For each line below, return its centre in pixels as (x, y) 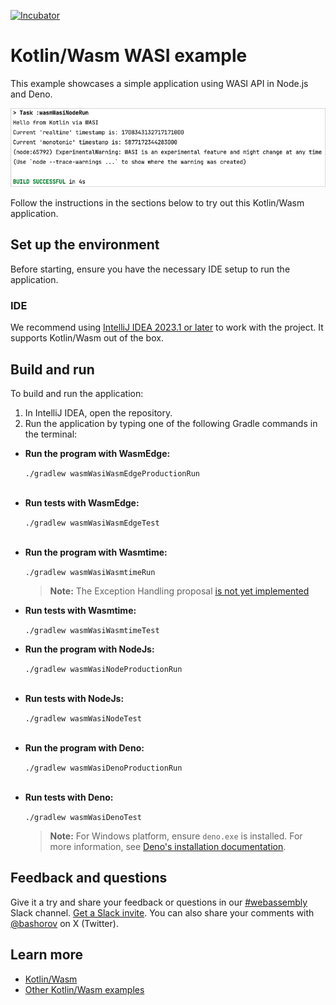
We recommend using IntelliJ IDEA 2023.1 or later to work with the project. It (167, 327)
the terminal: (51, 434)
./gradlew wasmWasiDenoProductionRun (103, 768)
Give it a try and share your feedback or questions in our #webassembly (159, 902)
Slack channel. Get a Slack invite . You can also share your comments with (162, 912)
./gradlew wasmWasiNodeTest (83, 719)
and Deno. (31, 94)
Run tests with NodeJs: (74, 699)
